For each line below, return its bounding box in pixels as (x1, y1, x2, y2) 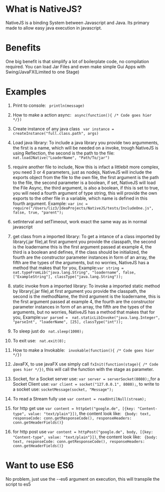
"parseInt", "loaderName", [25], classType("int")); (12, 319, 123, 324)
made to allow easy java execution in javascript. (5, 25, 102, 31)
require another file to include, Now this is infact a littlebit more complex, (12, 164, 160, 170)
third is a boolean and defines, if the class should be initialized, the (12, 249, 148, 255)
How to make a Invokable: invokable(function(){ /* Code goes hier (12, 347, 154, 353)
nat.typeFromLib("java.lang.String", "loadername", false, (12, 270, 137, 275)
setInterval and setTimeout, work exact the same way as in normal (12, 218, 147, 224)
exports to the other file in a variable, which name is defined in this (12, 195, 148, 201)
